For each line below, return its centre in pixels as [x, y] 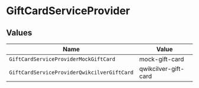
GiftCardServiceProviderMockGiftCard [62, 59]
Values [19, 33]
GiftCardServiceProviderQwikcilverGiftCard [71, 72]
